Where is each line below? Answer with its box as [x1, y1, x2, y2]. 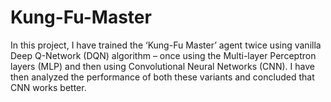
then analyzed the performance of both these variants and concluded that [10, 71, 315, 83]
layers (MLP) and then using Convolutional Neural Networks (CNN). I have [10, 60, 315, 72]
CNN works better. [10, 81, 87, 93]
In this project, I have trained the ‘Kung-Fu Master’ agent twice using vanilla [10, 39, 322, 51]
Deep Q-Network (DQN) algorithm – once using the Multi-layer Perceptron [10, 49, 317, 61]
